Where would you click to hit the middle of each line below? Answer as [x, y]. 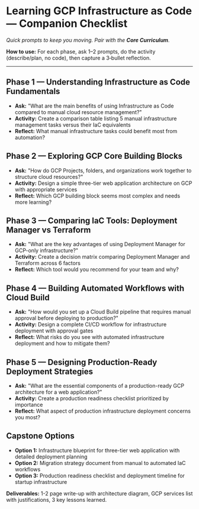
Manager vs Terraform [49, 230]
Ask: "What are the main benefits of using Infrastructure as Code [94, 106]
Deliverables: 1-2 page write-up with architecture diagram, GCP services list [99, 493]
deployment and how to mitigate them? [62, 344]
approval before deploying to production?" [66, 318]
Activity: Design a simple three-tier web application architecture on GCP [103, 183]
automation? [30, 137]
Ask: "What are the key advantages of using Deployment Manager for [100, 244]
